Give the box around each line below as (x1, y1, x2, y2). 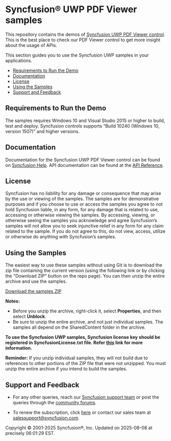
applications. (5, 57, 32, 63)
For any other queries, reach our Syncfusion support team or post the (12, 394, 159, 400)
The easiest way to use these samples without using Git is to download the (5, 262, 162, 268)
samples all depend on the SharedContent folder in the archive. (12, 324, 146, 330)
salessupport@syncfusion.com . (12, 415, 80, 421)
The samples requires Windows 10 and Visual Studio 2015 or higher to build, (5, 117, 165, 124)
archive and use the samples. (5, 278, 67, 284)
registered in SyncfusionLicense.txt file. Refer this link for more (5, 339, 143, 346)
